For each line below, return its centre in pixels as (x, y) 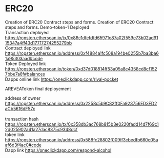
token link (15, 135)
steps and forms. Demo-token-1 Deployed (47, 27)
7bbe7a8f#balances (25, 74)
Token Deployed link (26, 64)
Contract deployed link (28, 48)
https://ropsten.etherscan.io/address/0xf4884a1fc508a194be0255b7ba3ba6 (82, 53)
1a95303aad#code (24, 58)
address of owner (23, 98)
